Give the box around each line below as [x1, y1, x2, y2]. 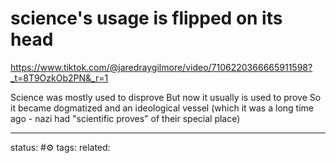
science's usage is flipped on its [10, 7, 283, 30]
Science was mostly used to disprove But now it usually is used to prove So [10, 91, 322, 103]
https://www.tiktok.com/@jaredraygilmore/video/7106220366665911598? [10, 61, 313, 73]
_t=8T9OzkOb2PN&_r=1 [10, 72, 109, 84]
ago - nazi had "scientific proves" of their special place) [10, 112, 241, 124]
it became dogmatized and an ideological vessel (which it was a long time [10, 102, 314, 114]
